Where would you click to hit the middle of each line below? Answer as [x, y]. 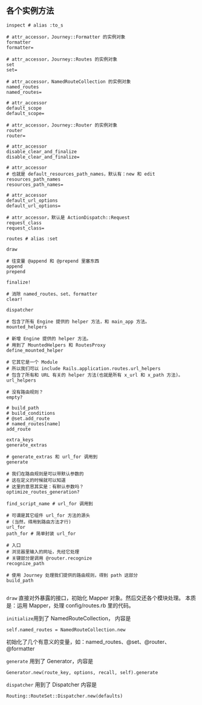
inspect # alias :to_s [35, 25]
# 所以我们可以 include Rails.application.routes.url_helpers [83, 368]
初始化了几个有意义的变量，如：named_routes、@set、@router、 [88, 641]
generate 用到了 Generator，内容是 [50, 661]
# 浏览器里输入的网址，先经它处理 [43, 552]
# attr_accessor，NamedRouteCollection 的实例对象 [69, 81]
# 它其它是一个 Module [32, 362]
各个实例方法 [30, 11]
